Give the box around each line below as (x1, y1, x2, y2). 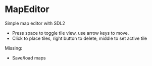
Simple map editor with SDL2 (5, 20, 65, 26)
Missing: (5, 45, 23, 51)
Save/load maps (12, 54, 46, 61)
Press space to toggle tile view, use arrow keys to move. (12, 30, 129, 36)
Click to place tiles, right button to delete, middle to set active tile (12, 35, 147, 41)
